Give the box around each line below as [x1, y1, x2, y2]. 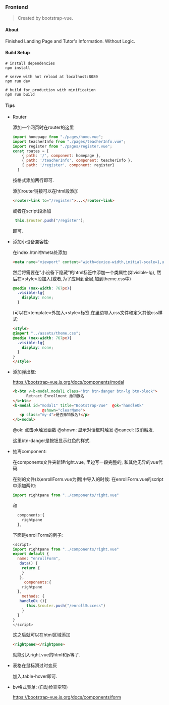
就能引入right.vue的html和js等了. [12, 652, 81, 658]
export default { [12, 551, 49, 556]
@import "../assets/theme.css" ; [12, 330, 81, 336]
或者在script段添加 [12, 208, 51, 214]
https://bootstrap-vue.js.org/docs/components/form [12, 694, 121, 700]
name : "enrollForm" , [17, 556, 61, 561]
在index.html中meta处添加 [12, 249, 67, 255]
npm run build [5, 92, 35, 97]
